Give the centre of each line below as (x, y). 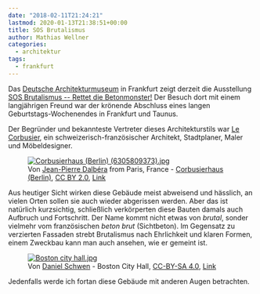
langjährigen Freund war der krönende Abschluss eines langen (109, 105)
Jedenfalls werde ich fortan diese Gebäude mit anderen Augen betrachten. (129, 281)
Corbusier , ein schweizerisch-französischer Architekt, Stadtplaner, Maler (126, 137)
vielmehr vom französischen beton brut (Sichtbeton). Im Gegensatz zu (121, 226)
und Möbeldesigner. (40, 145)
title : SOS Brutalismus (47, 30)
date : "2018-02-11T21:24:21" (56, 15)
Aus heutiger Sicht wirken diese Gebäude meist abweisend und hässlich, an (130, 192)
